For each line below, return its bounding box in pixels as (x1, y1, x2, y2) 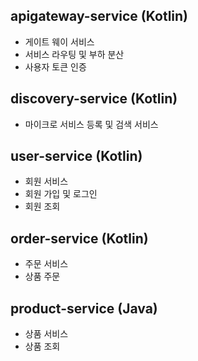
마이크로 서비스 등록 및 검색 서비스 (24, 118, 159, 130)
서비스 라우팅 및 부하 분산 (24, 48, 125, 60)
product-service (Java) (10, 300, 158, 317)
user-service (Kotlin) (10, 148, 143, 165)
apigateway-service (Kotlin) (10, 8, 189, 25)
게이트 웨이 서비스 (24, 35, 95, 48)
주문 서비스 (24, 258, 69, 270)
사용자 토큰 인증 (24, 60, 87, 73)
